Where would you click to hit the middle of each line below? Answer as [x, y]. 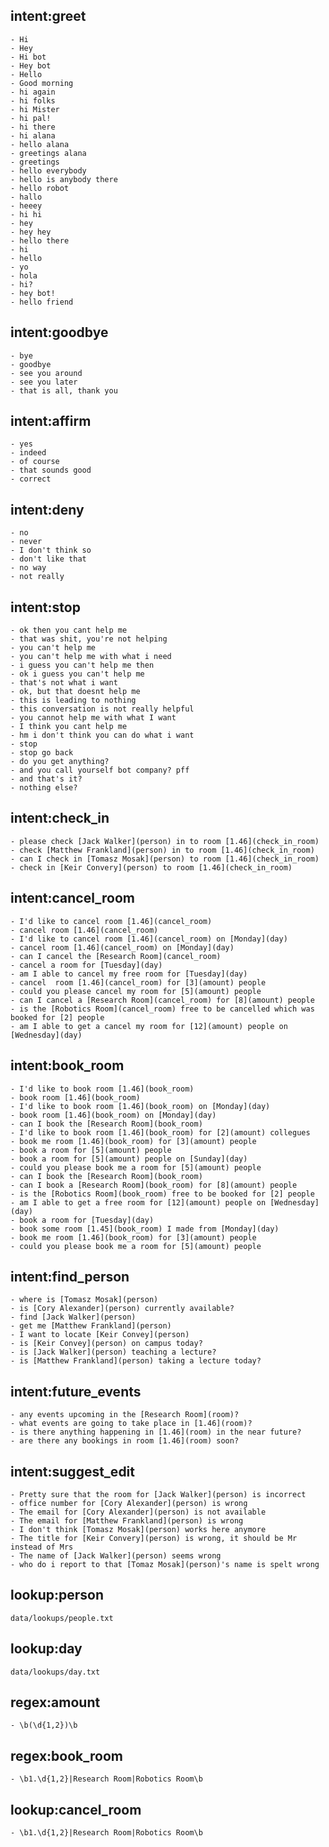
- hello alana [40, 144]
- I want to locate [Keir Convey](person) [100, 1335]
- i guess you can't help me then [82, 665]
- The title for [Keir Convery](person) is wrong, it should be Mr [154, 1538]
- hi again [33, 92]
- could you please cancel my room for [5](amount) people [136, 991]
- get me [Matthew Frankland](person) [91, 1326]
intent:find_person [70, 1276]
